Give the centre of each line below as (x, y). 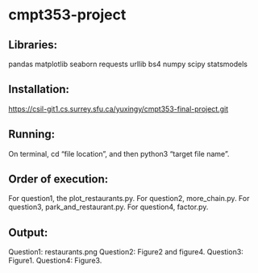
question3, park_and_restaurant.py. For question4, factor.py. (108, 207)
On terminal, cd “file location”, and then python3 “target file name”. (119, 153)
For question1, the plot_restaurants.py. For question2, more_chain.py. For (129, 199)
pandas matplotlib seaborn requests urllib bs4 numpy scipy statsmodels (128, 64)
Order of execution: (58, 179)
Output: (28, 232)
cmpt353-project (67, 15)
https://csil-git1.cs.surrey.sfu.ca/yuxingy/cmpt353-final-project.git (119, 109)
